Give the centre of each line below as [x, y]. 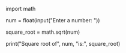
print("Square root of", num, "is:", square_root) [63, 44]
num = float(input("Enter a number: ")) [53, 20]
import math [21, 9]
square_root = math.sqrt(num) [43, 32]
